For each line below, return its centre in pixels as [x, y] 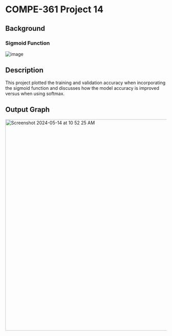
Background [25, 28]
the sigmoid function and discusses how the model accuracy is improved [82, 88]
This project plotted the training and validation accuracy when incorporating [85, 83]
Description [24, 70]
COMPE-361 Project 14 [55, 9]
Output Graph [28, 110]
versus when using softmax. [35, 93]
